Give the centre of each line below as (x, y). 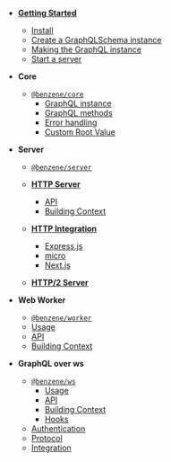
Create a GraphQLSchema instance (96, 40)
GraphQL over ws (51, 364)
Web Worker (42, 300)
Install (42, 30)
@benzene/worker (61, 318)
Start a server (56, 59)
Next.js (58, 265)
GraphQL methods (79, 113)
